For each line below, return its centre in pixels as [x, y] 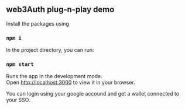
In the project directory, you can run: [50, 50]
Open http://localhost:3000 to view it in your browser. [71, 82]
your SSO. [18, 100]
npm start [20, 64]
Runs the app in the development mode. [54, 76]
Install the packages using [37, 23]
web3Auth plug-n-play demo [60, 10]
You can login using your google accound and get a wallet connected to [93, 94]
